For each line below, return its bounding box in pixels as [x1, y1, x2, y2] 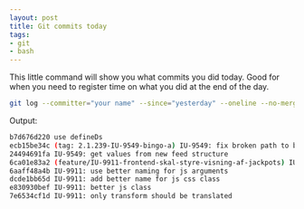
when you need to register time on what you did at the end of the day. [9, 81, 270, 92]
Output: [9, 115, 38, 126]
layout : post [9, 13, 59, 23]
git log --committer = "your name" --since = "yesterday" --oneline [9, 99, 257, 109]
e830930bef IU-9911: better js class [9, 183, 152, 193]
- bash [9, 47, 34, 56]
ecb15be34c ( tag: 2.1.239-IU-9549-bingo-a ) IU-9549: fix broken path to [9, 141, 290, 150]
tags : [9, 30, 30, 39]
